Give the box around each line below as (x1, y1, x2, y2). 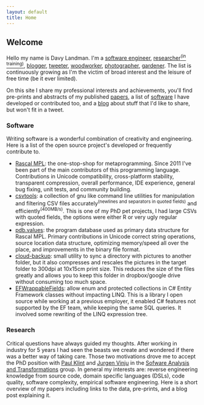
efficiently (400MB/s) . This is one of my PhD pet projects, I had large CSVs (15, 206, 197, 214)
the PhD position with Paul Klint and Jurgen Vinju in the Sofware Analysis (6, 359, 190, 366)
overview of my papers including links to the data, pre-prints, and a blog (6, 385, 188, 392)
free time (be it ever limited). (6, 74, 78, 82)
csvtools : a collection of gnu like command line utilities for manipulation (15, 192, 195, 199)
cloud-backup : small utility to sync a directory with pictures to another (15, 252, 192, 259)
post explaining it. (6, 391, 51, 399)
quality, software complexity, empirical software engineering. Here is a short (6, 378, 198, 386)
